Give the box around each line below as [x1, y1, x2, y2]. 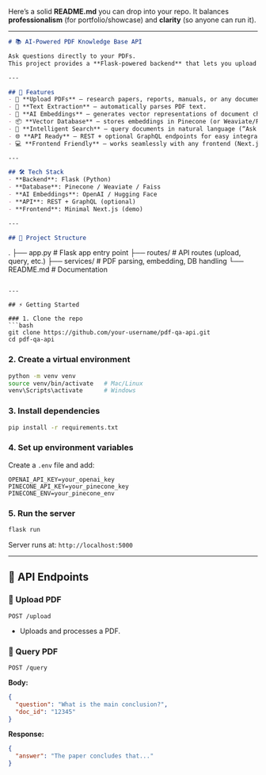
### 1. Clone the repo [8, 315, 83, 323]
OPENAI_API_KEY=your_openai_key [8, 475, 115, 483]
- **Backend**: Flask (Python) [8, 176, 112, 184]
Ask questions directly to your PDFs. [8, 52, 136, 60]
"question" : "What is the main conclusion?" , [15, 701, 169, 708]
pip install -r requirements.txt [8, 423, 119, 431]
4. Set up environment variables [8, 442, 134, 453]
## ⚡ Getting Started [8, 301, 80, 309]
